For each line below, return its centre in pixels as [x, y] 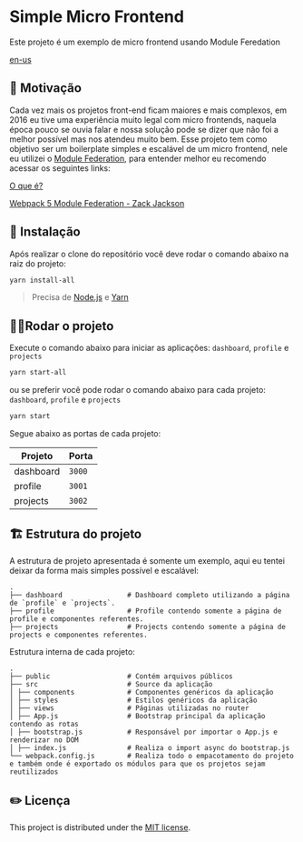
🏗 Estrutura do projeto [76, 534]
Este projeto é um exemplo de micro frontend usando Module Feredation [145, 42]
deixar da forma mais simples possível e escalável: [104, 570]
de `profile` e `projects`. [63, 603]
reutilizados [34, 772]
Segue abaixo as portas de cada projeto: [85, 433]
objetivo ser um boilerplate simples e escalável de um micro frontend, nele [149, 148]
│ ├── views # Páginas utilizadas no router [129, 708]
